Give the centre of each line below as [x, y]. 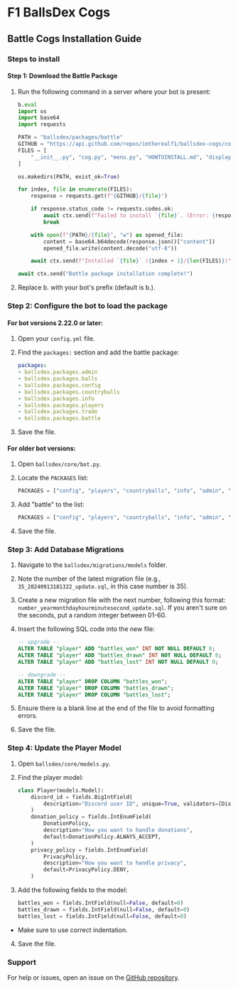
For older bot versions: [42, 448]
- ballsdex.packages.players [61, 405]
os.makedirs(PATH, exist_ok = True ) [69, 176]
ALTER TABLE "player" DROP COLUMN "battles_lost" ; [94, 694]
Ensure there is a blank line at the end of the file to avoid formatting [116, 708]
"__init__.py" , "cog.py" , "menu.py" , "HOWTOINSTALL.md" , [117, 157]
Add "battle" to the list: [51, 504]
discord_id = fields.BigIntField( [82, 797]
